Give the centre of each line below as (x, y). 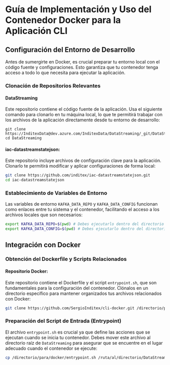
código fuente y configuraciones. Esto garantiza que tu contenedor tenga (82, 67)
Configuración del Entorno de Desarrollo (70, 49)
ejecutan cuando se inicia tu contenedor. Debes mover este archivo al (78, 337)
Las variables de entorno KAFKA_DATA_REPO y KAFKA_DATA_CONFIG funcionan (81, 204)
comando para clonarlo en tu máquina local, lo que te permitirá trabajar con (84, 115)
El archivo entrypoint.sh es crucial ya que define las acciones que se (78, 332)
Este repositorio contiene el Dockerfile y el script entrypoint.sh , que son (81, 282)
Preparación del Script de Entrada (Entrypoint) (63, 321)
